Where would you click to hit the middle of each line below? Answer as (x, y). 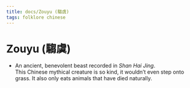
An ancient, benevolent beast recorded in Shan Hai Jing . (85, 66)
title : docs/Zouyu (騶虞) (38, 12)
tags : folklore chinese (36, 17)
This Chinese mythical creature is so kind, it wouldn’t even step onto (100, 72)
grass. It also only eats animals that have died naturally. (83, 78)
